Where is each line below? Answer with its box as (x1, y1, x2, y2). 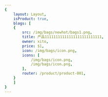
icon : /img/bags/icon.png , (22, 48, 77, 53)
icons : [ (22, 52, 40, 58)
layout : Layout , (13, 12, 47, 17)
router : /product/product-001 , (22, 71, 86, 76)
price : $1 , (22, 44, 44, 48)
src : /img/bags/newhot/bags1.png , (22, 30, 92, 35)
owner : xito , (22, 39, 49, 44)
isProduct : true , (13, 16, 49, 21)
